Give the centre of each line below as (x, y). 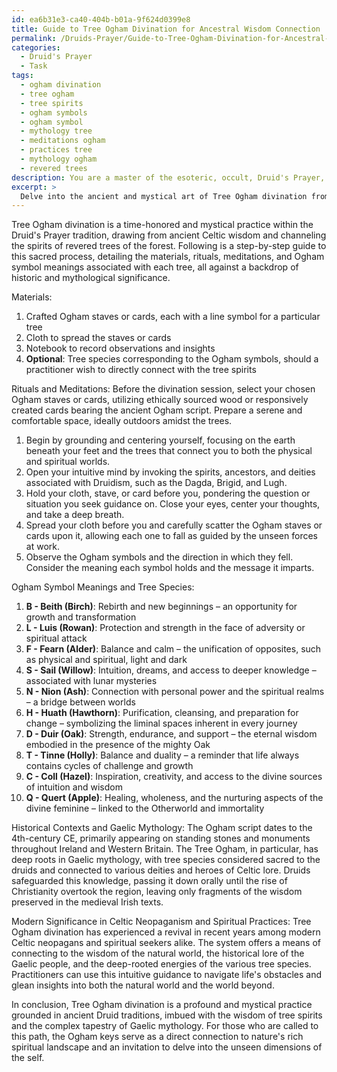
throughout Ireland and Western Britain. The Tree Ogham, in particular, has (165, 849)
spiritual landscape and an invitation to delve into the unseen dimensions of (167, 1047)
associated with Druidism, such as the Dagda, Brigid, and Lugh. (156, 483)
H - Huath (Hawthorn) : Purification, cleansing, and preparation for (162, 713)
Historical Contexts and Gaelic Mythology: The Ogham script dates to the (162, 828)
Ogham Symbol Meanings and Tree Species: (103, 587)
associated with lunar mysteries (91, 681)
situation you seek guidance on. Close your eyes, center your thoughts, (173, 504)
